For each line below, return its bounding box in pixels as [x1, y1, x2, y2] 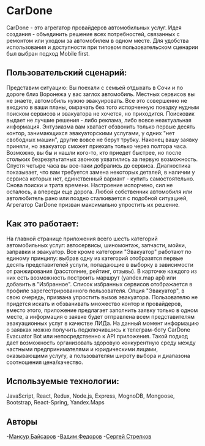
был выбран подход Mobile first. [6, 50, 90, 57]
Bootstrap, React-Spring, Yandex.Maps [6, 399, 105, 406]
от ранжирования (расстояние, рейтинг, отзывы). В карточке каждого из [6, 267, 197, 275]
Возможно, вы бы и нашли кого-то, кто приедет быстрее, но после [6, 149, 182, 156]
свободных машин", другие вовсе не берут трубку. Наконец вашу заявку [6, 136, 198, 143]
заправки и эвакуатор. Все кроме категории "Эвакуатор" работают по [6, 248, 192, 255]
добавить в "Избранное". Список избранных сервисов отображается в [6, 280, 193, 288]
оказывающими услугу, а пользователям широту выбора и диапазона [6, 352, 191, 359]
